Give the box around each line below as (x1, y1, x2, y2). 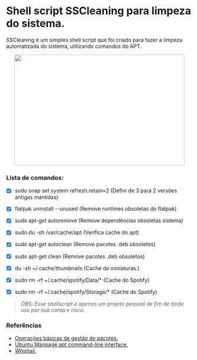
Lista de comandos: (6, 173, 64, 182)
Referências (6, 321, 42, 329)
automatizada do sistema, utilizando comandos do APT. (6, 43, 142, 50)
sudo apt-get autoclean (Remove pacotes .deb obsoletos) (14, 241, 156, 248)
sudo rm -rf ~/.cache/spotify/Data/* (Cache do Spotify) (14, 277, 150, 284)
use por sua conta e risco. (20, 306, 85, 313)
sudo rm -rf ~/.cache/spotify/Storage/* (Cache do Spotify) (14, 288, 158, 295)
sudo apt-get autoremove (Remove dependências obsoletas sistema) (14, 217, 183, 224)
